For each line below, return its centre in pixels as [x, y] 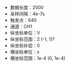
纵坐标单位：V [25, 33]
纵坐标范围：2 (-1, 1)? [32, 39]
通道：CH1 [21, 26]
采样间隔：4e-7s [27, 14]
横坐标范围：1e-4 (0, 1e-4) [38, 58]
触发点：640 [23, 20]
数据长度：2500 [27, 7]
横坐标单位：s [25, 52]
